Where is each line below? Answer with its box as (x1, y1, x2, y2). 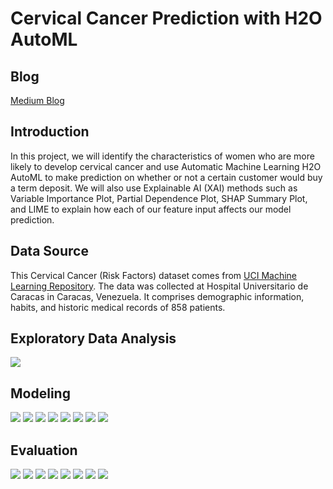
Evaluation (10, 442, 78, 459)
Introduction (10, 123, 90, 141)
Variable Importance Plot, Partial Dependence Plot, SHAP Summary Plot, (10, 192, 308, 204)
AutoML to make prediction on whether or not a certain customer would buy (10, 171, 323, 183)
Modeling (10, 385, 71, 402)
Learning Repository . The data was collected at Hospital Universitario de (10, 280, 309, 292)
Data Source (10, 243, 89, 260)
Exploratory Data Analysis (10, 330, 177, 347)
